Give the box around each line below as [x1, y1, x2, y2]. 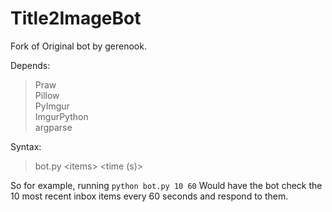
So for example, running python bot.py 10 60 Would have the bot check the [10, 179, 323, 191]
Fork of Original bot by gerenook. [10, 40, 147, 52]
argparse [34, 121, 73, 133]
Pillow [34, 89, 60, 101]
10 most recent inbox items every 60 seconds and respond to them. [10, 190, 289, 202]
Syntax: [10, 140, 42, 152]
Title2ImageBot [10, 7, 142, 30]
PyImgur [34, 100, 70, 112]
